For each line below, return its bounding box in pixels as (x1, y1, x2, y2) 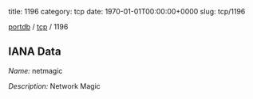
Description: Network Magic (8, 81, 101, 90)
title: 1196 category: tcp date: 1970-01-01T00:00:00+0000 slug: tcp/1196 (8, 7, 246, 16)
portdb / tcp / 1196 (8, 22, 69, 31)
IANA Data (8, 45, 61, 59)
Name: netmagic (8, 66, 63, 75)
